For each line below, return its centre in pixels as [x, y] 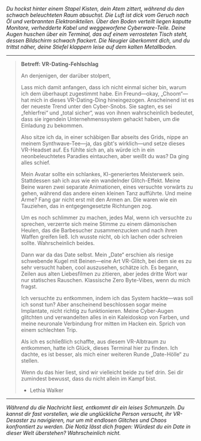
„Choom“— [174, 93]
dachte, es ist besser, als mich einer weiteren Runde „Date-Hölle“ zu [105, 354]
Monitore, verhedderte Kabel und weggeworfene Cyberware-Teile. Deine [96, 28]
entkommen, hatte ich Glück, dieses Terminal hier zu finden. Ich [99, 348]
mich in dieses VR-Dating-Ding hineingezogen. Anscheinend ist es [112, 100]
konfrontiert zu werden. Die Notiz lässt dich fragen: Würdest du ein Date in [98, 427]
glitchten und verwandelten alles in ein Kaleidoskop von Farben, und [105, 317]
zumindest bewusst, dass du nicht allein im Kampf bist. [89, 379]
